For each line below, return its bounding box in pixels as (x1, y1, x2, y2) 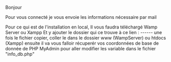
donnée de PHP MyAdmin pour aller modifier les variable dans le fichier (5, 46, 156, 51)
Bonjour (5, 5, 22, 10)
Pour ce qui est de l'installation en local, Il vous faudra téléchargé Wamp (5, 24, 158, 30)
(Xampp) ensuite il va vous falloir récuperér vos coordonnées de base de (5, 40, 159, 46)
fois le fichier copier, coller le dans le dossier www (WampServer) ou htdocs (5, 35, 166, 41)
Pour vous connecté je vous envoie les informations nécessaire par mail (5, 14, 157, 20)
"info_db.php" (5, 51, 35, 57)
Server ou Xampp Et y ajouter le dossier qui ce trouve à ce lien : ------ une (5, 29, 162, 35)
